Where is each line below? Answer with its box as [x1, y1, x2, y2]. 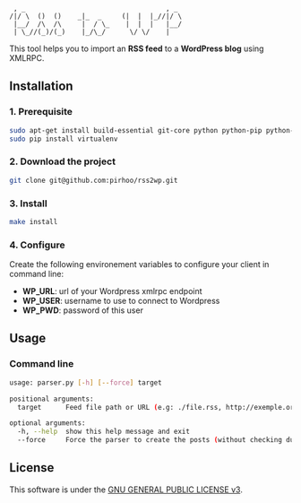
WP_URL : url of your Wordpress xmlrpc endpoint [21, 286, 203, 297]
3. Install [9, 197, 47, 210]
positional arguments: [9, 395, 94, 403]
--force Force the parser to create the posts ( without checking [17, 436, 282, 445]
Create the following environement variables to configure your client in [9, 259, 270, 270]
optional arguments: [9, 419, 87, 428]
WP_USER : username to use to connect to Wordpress [21, 296, 220, 307]
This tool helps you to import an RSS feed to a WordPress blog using [9, 43, 264, 54]
